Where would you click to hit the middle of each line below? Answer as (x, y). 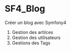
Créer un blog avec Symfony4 (35, 22)
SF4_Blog (25, 9)
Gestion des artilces (32, 32)
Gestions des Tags (31, 42)
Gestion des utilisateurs (36, 37)
